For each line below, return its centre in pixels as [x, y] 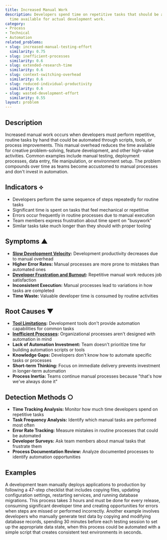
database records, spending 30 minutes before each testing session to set [81, 522]
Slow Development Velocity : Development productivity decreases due [85, 253]
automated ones [29, 269]
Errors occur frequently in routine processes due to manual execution [83, 215]
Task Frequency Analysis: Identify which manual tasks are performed [84, 420]
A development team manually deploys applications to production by [75, 484]
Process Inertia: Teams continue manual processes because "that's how [87, 376]
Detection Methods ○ [39, 397]
